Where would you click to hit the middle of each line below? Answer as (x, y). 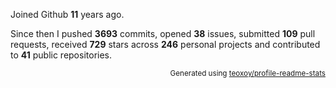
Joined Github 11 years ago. (67, 14)
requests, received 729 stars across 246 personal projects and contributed (165, 44)
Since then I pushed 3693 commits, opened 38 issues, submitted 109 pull (163, 33)
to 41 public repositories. (61, 55)
